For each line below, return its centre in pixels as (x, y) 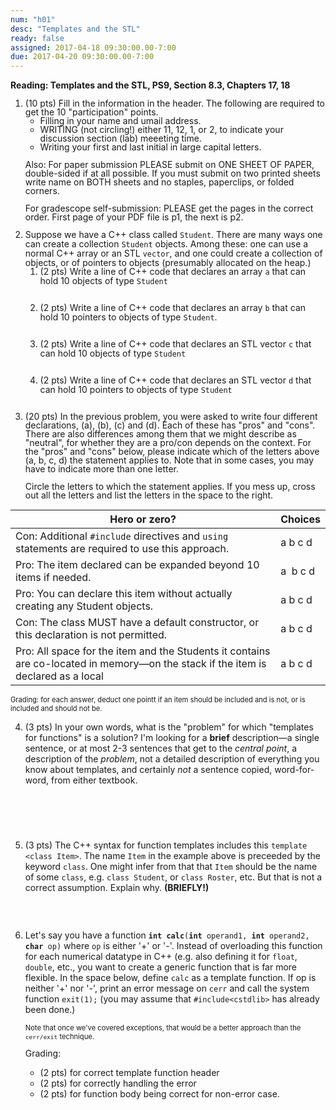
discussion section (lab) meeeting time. (120, 138)
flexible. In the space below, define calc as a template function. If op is (170, 978)
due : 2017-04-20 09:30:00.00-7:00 (82, 57)
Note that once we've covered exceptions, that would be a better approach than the (163, 1028)
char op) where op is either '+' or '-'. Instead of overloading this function (173, 946)
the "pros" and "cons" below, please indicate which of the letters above (172, 452)
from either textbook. (94, 780)
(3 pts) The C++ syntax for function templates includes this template (166, 845)
